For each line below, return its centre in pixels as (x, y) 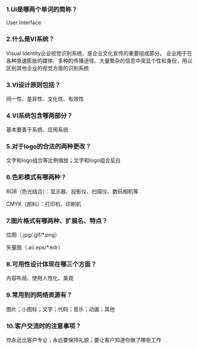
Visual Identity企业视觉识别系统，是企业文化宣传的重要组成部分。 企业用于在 (99, 53)
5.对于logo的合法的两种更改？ (49, 146)
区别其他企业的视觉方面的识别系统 (48, 68)
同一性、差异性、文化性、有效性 (45, 98)
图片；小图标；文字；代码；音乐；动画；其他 (61, 309)
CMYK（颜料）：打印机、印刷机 (44, 204)
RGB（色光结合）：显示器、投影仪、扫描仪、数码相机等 (72, 191)
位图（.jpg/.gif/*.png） (33, 235)
